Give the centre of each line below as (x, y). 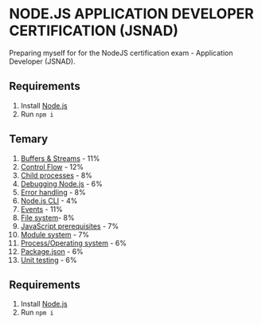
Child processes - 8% (56, 175)
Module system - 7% (55, 234)
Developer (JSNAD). (43, 61)
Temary (29, 139)
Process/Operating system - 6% (73, 243)
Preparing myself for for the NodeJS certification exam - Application (121, 53)
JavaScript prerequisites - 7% (69, 226)
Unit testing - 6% (49, 260)
